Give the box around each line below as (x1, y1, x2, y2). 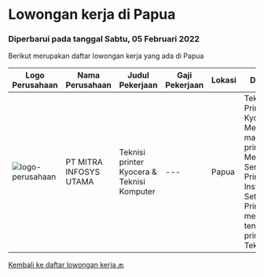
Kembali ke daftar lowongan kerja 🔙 (8, 261, 124, 270)
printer (119, 157, 144, 168)
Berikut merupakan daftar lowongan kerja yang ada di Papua (8, 51, 204, 60)
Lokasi (211, 75, 237, 86)
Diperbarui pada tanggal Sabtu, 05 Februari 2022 (8, 34, 200, 45)
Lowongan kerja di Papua (8, 5, 176, 24)
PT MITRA (65, 157, 104, 168)
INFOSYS (65, 166, 101, 177)
